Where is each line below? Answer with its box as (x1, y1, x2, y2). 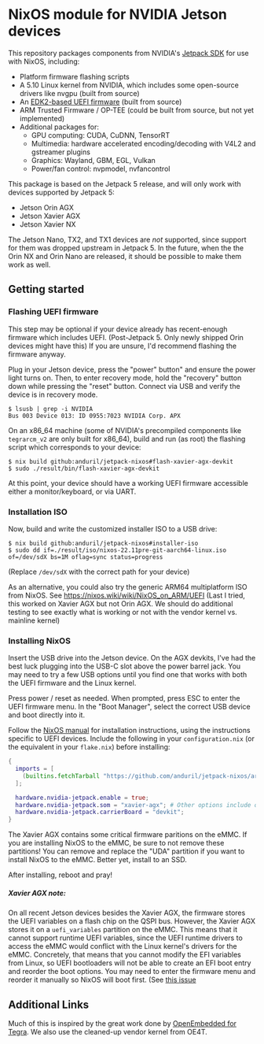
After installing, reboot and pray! (8, 870, 112, 879)
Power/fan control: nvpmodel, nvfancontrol (31, 164, 170, 173)
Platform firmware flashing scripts (19, 72, 130, 81)
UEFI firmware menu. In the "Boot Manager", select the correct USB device (8, 702, 251, 712)
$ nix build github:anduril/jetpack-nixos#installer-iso (8, 539, 199, 547)
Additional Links (8, 998, 90, 1011)
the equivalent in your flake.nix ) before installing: (8, 742, 170, 752)
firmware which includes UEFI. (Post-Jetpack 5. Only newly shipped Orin (8, 332, 244, 342)
